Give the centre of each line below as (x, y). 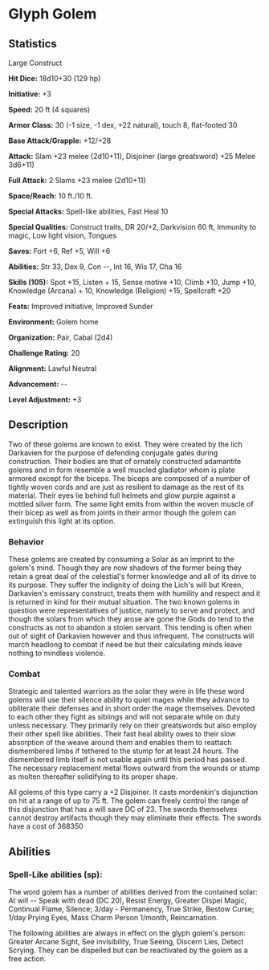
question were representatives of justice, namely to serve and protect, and (132, 610)
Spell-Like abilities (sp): (55, 874)
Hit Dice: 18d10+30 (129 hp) (55, 78)
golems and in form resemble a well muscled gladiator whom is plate (122, 470)
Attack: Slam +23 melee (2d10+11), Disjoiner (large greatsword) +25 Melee (132, 156)
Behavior (26, 541)
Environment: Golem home (53, 322)
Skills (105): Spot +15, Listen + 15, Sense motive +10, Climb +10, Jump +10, (132, 282)
